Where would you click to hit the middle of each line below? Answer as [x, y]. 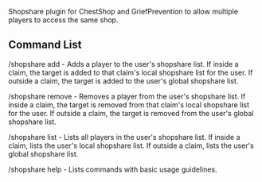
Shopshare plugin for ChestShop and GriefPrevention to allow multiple [123, 12]
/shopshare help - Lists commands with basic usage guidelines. [113, 169]
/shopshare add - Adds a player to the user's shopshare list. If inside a [123, 64]
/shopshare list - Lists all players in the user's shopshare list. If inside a [124, 137]
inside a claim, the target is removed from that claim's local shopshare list [129, 105]
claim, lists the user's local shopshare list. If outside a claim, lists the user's [131, 145]
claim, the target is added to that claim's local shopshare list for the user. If [131, 72]
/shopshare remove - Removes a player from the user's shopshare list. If [127, 96]
